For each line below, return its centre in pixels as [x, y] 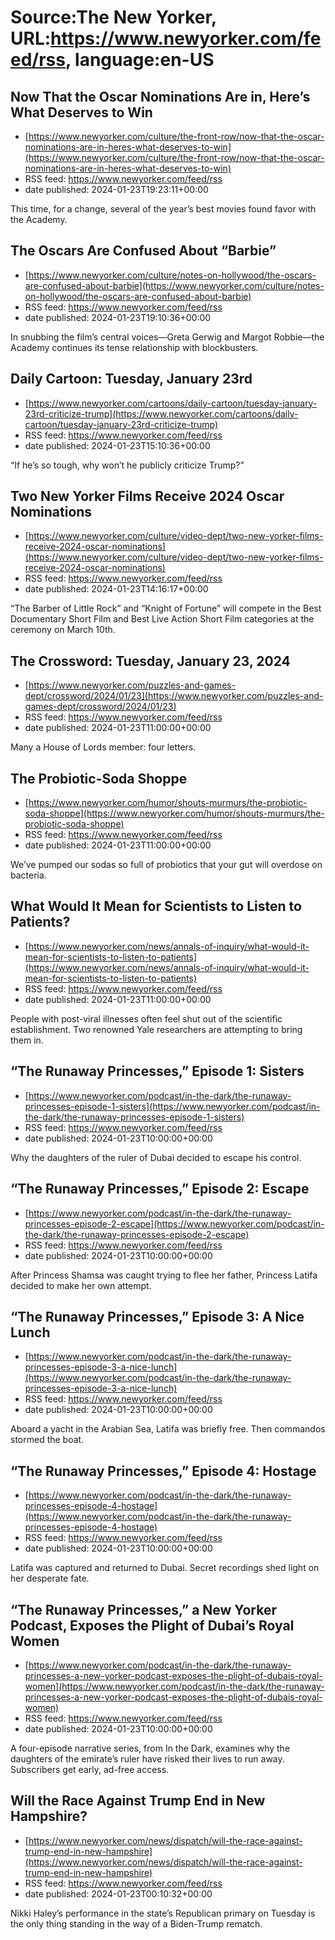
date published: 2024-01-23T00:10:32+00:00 [118, 1893]
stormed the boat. [47, 1440]
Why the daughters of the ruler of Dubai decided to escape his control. [156, 1157]
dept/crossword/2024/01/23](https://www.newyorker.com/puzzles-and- [174, 696]
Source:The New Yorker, [113, 17]
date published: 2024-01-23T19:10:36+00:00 [118, 317]
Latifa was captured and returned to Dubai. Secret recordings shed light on [165, 1568]
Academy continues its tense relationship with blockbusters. [134, 347]
